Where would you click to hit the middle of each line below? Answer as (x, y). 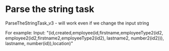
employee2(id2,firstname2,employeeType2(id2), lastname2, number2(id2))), (85, 38)
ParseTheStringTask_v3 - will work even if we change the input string (77, 23)
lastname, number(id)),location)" (39, 43)
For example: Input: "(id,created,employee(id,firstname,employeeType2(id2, (84, 32)
